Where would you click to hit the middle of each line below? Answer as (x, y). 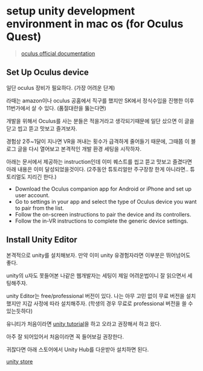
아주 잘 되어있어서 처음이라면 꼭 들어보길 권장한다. (65, 337)
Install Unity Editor (42, 240)
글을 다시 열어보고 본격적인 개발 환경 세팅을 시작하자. (79, 148)
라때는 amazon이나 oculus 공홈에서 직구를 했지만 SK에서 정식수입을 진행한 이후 (100, 100)
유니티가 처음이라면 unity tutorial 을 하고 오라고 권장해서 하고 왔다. (84, 323)
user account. (32, 195)
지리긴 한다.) (42, 177)
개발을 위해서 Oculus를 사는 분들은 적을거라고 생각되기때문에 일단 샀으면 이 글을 (100, 121)
